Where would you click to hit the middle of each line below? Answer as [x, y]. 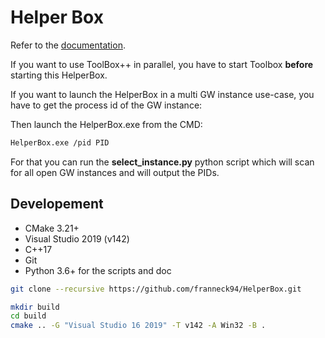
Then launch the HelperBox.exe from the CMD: [106, 124]
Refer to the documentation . [68, 45]
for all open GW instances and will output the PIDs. [115, 172]
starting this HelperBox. [59, 75]
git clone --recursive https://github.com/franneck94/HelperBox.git [156, 289]
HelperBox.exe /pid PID [60, 142]
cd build [28, 316]
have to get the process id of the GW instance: [106, 105]
